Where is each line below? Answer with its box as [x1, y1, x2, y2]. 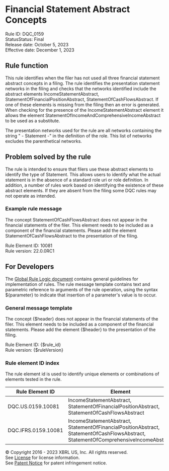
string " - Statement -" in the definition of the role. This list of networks [5, 132, 152, 139]
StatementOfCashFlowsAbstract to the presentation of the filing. [5, 232, 138, 239]
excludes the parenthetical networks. [5, 138, 82, 144]
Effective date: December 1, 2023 [5, 47, 74, 53]
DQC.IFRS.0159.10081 [8, 427, 64, 434]
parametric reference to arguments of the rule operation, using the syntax [5, 286, 158, 292]
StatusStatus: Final [5, 36, 44, 42]
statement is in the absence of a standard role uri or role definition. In [5, 177, 148, 183]
